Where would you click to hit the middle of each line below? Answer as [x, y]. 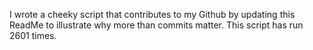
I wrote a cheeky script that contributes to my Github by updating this [152, 14]
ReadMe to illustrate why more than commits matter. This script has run [156, 25]
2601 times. [33, 35]
